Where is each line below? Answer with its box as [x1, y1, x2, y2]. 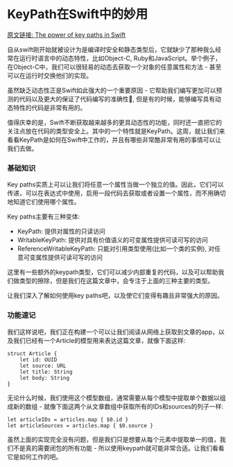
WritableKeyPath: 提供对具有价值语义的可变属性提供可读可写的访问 [17, 236, 208, 244]
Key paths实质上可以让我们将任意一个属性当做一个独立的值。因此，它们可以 [7, 180, 224, 189]
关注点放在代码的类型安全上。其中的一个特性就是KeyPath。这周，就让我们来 [7, 126, 225, 135]
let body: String [19, 374, 70, 382]
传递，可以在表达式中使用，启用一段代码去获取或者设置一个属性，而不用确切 [7, 189, 226, 198]
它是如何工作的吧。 [7, 452, 62, 461]
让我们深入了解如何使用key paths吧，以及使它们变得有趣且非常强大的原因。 [7, 291, 223, 300]
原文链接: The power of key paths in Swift [7, 31, 126, 39]
